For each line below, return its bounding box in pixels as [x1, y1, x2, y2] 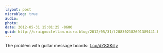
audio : [5, 16, 18, 21]
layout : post [5, 7, 32, 12]
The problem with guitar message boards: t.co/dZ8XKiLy [5, 43, 118, 48]
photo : [5, 20, 18, 26]
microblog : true [5, 12, 38, 16]
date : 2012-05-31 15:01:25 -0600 [5, 25, 73, 30]
